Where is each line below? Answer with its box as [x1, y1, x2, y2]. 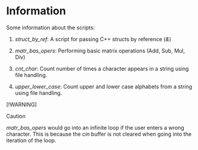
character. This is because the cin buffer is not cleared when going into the [6, 130, 192, 137]
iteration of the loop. [6, 136, 56, 144]
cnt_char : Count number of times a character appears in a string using [14, 65, 189, 72]
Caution [6, 112, 26, 120]
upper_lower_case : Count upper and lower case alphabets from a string [14, 82, 193, 90]
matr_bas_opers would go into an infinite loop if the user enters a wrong [6, 124, 185, 131]
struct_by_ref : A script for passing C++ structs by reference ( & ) [14, 35, 172, 42]
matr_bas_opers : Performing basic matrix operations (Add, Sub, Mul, [14, 47, 185, 54]
